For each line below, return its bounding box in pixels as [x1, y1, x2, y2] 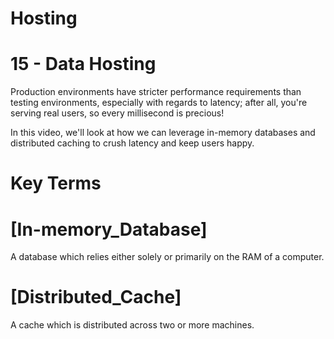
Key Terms [10, 172, 102, 195]
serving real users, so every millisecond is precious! [10, 107, 225, 119]
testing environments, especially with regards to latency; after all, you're [10, 97, 308, 109]
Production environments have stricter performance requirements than [10, 86, 302, 98]
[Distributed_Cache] [10, 286, 182, 309]
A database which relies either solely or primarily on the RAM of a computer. [10, 251, 325, 263]
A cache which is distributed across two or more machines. [10, 319, 255, 331]
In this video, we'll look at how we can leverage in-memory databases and [10, 127, 316, 139]
